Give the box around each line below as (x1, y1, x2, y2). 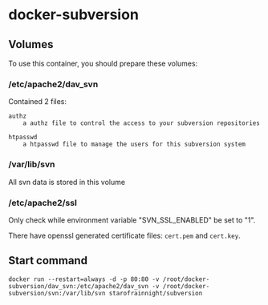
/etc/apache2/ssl (8, 197, 78, 208)
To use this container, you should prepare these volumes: (8, 58, 198, 68)
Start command (8, 254, 88, 267)
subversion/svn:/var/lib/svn (8, 289, 106, 297)
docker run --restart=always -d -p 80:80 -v (8, 275, 160, 283)
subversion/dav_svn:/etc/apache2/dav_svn (8, 282, 149, 290)
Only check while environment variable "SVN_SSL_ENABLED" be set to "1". (8, 215, 256, 225)
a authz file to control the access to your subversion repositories (22, 119, 261, 127)
